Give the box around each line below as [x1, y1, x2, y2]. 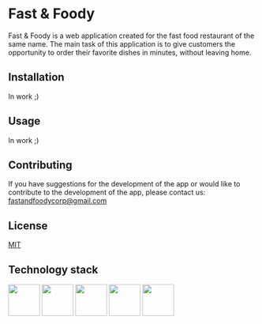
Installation [8, 70, 65, 84]
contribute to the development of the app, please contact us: [8, 187, 206, 198]
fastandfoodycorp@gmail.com [8, 196, 107, 205]
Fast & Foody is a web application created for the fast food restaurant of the [8, 31, 255, 40]
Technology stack [8, 262, 99, 277]
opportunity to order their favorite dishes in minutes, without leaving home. [8, 47, 252, 57]
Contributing [8, 158, 73, 171]
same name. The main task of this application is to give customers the [8, 39, 235, 48]
